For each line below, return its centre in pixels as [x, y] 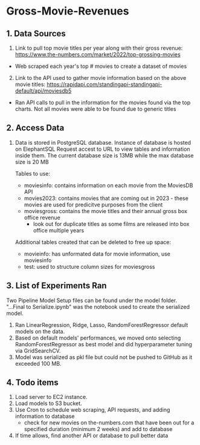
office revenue [42, 217]
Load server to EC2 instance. [51, 397]
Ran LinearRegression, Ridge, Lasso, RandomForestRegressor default [102, 325]
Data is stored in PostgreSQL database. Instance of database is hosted [103, 142]
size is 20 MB [32, 162]
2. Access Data [35, 128]
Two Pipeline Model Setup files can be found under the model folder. [92, 300]
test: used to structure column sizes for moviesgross [89, 266]
